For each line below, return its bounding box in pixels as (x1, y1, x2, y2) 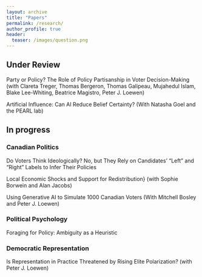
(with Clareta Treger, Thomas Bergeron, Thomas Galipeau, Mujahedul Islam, (6, 82, 196, 89)
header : (6, 32, 26, 38)
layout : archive (6, 9, 47, 15)
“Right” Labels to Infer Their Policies (6, 163, 97, 170)
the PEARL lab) (6, 107, 44, 114)
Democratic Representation (6, 244, 89, 253)
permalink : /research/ (6, 20, 64, 26)
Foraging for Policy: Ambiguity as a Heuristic (6, 229, 118, 236)
